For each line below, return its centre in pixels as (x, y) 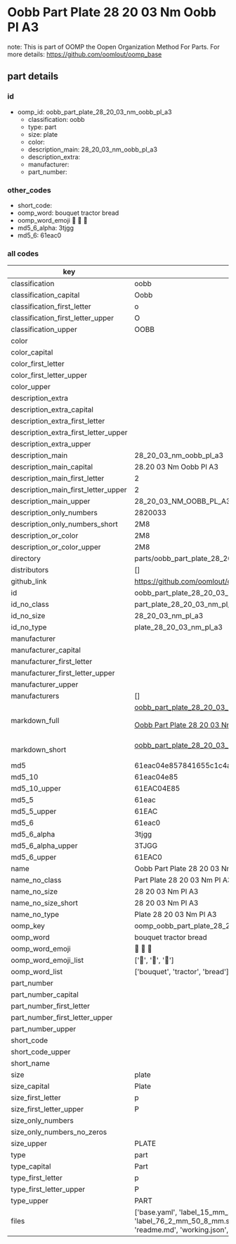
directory (26, 559)
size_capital (30, 1086)
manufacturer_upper (45, 684)
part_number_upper (44, 1029)
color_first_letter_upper (49, 376)
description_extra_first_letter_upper (69, 433)
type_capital (31, 1166)
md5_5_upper (34, 811)
